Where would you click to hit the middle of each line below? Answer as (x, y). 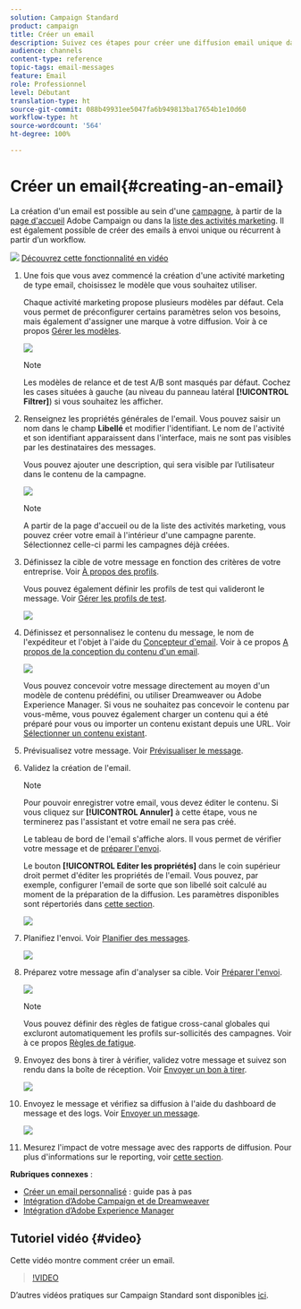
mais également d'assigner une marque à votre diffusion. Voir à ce (145, 321)
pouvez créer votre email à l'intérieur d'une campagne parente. (139, 535)
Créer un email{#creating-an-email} (147, 187)
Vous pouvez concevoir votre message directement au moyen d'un (146, 685)
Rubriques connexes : (51, 1174)
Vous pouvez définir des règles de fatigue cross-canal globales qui (146, 1023)
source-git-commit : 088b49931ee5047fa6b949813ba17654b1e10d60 (128, 109)
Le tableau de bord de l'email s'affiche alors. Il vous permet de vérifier (152, 839)
